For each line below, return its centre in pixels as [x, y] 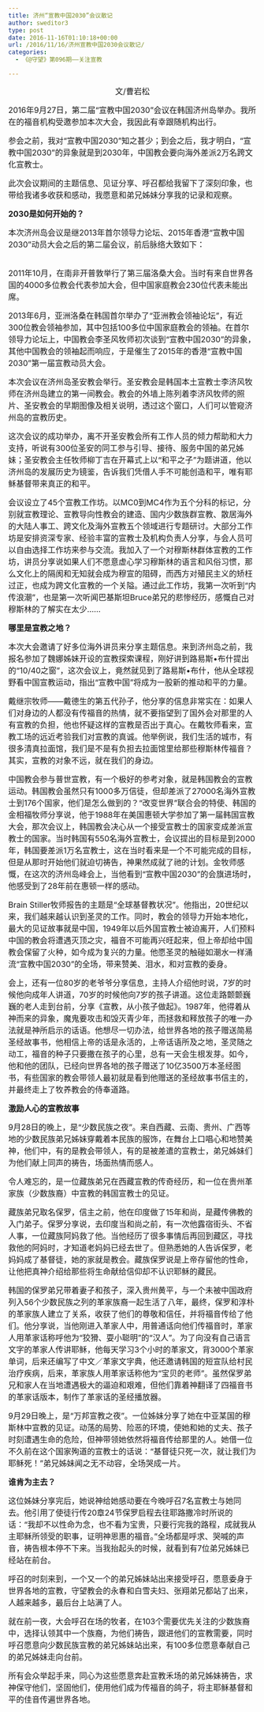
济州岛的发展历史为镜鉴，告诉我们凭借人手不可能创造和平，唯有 [127, 471]
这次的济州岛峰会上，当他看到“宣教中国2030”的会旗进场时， [144, 874]
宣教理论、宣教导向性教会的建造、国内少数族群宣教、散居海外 [139, 514]
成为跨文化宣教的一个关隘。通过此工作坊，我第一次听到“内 [148, 585]
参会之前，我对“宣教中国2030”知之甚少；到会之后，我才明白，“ [126, 141]
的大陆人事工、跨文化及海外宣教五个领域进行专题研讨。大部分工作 [131, 526]
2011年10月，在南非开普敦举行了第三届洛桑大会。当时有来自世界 [127, 273]
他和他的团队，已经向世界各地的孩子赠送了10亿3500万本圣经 [121, 1066]
